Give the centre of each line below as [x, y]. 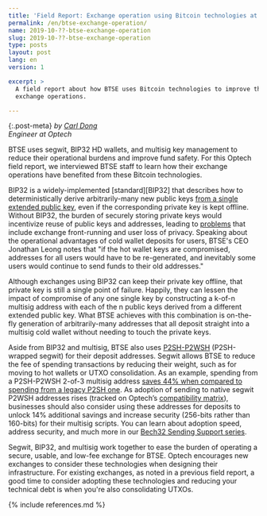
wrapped [23, 356]
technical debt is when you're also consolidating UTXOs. [101, 490]
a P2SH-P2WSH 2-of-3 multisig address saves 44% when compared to [125, 381]
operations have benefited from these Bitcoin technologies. [105, 175]
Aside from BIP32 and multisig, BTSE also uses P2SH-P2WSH [109, 348]
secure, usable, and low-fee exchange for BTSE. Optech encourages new [128, 456]
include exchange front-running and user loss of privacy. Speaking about [128, 233]
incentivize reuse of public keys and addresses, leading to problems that [127, 224]
